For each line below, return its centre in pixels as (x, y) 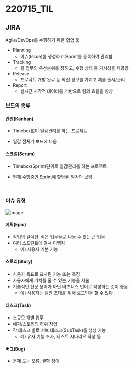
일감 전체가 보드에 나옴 (35, 141)
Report (19, 85)
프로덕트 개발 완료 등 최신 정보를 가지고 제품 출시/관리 (73, 80)
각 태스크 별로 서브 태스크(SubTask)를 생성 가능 (59, 330)
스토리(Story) (19, 262)
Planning (22, 50)
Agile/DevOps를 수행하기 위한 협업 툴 (42, 40)
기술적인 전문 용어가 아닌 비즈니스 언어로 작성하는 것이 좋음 (70, 287)
